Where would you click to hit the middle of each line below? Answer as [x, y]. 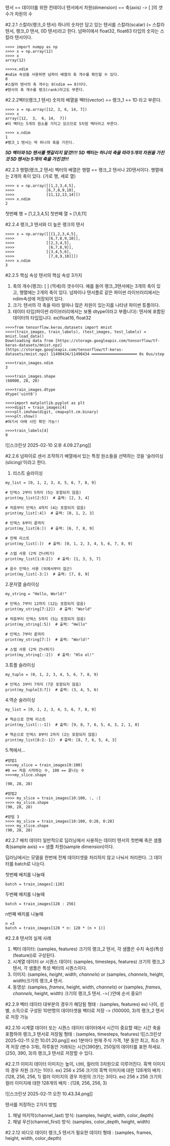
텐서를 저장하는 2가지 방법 [31, 1105]
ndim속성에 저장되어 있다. [38, 299]
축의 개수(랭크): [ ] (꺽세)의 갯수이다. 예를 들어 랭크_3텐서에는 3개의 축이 [84, 286]
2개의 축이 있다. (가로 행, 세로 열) [43, 176]
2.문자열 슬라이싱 [22, 584]
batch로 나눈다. [30, 864]
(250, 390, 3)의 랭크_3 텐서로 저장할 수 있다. [49, 1053]
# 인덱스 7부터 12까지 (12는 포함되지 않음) [46, 604]
